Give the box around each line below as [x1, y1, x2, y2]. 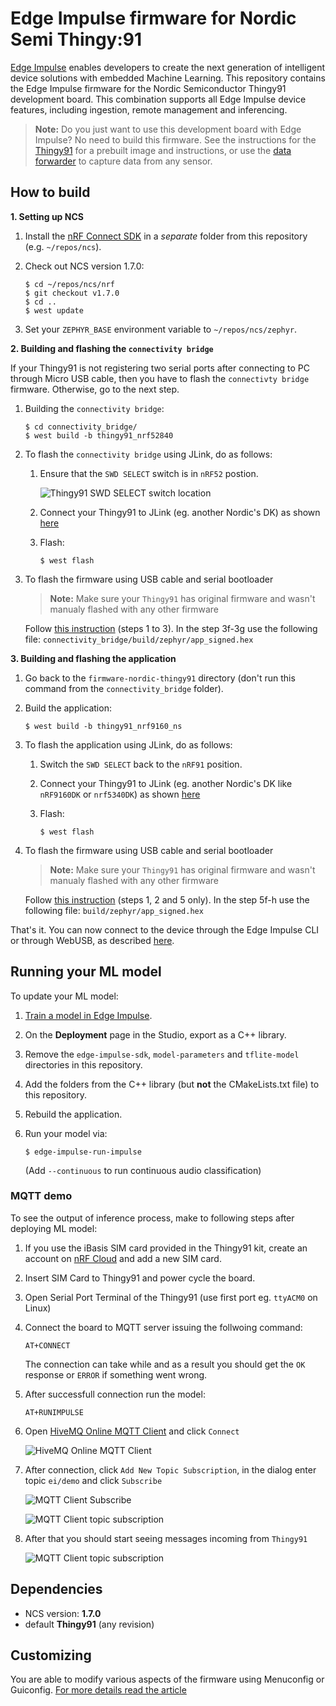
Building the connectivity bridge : [24, 402, 165, 414]
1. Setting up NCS [10, 210, 84, 222]
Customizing [10, 1647, 92, 1664]
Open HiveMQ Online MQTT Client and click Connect [24, 1425, 240, 1437]
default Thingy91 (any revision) [24, 1618, 155, 1630]
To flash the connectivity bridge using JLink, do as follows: [24, 448, 273, 460]
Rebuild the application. [24, 1108, 123, 1120]
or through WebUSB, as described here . [10, 934, 175, 946]
